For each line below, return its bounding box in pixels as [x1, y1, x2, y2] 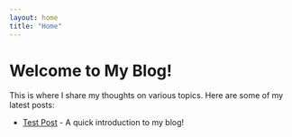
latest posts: [9, 100, 55, 111]
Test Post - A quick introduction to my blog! [22, 117, 185, 128]
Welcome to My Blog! [9, 60, 173, 81]
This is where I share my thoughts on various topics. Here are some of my [9, 90, 284, 101]
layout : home [9, 13, 59, 23]
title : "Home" [9, 22, 63, 31]
